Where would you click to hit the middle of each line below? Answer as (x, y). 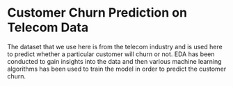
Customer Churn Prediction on (97, 13)
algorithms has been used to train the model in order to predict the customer (117, 69)
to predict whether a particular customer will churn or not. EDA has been (111, 54)
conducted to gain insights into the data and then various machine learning (114, 61)
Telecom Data (48, 27)
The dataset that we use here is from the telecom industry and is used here (115, 46)
